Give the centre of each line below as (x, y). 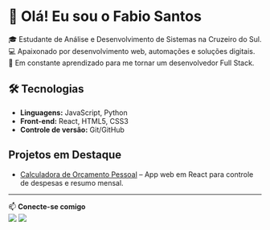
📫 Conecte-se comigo (47, 206)
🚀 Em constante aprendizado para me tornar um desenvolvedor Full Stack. (131, 63)
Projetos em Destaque (65, 155)
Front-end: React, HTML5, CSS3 (74, 121)
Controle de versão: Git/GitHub (72, 129)
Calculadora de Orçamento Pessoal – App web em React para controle (137, 174)
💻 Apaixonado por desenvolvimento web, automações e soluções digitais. (132, 51)
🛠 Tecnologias (46, 89)
